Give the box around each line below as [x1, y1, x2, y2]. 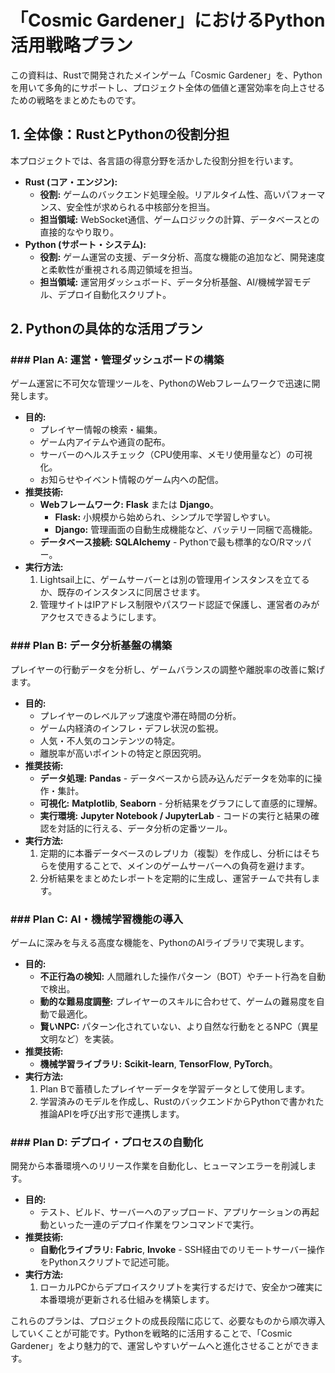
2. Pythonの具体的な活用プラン [10, 321, 203, 338]
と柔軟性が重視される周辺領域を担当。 [39, 263, 198, 275]
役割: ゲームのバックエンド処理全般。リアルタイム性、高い [39, 188, 282, 200]
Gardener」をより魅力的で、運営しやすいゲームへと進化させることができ [10, 1340, 311, 1352]
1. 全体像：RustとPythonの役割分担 [10, 126, 230, 143]
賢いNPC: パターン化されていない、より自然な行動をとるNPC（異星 [39, 1021, 319, 1033]
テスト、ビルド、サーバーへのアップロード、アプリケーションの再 [39, 1206, 311, 1218]
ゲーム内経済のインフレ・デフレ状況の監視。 [39, 722, 224, 734]
